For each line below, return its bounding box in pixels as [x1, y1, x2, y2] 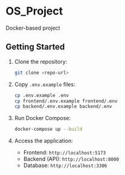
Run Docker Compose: [14, 114, 71, 122]
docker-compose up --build [14, 126, 83, 133]
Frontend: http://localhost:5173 [23, 149, 106, 156]
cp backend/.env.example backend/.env [14, 104, 112, 110]
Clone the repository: [14, 58, 68, 65]
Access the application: [14, 137, 73, 145]
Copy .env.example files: [14, 81, 75, 88]
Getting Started [5, 42, 65, 52]
